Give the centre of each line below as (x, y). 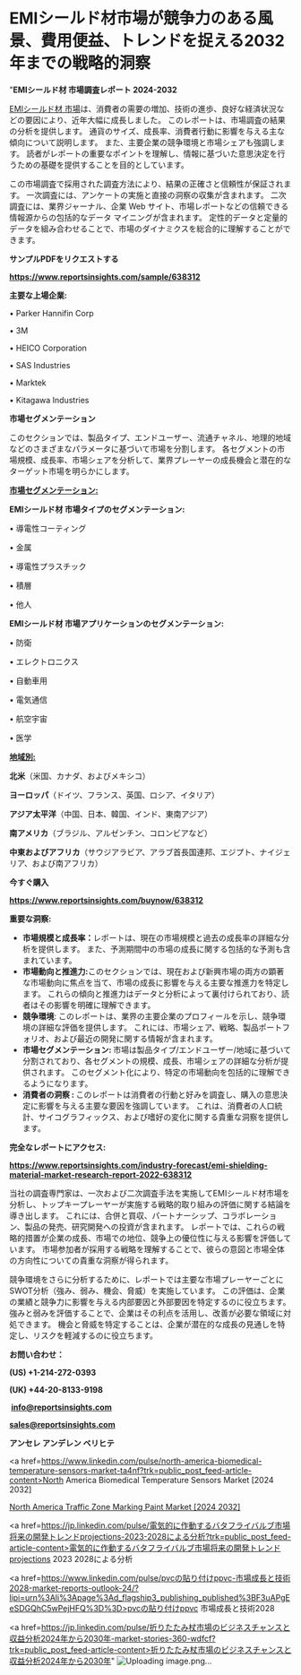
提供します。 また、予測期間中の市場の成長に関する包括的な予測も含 (164, 949)
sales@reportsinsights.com (62, 1424)
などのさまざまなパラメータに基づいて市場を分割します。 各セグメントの (143, 448)
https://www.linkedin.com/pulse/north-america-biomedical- (151, 1461)
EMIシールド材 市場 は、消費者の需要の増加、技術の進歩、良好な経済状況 (143, 108)
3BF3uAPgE (268, 1597)
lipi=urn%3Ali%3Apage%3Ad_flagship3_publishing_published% (128, 1597)
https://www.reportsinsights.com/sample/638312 (105, 276)
